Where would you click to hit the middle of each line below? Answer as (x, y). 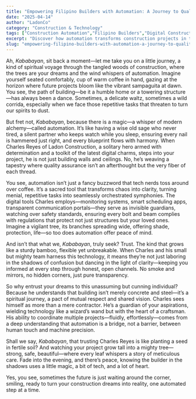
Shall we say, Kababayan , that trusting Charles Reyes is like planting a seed (97, 341)
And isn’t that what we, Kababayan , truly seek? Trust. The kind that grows (95, 244)
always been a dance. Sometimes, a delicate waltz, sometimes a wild (104, 98)
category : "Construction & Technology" (55, 28)
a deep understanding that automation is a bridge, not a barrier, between (93, 324)
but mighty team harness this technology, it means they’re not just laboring (96, 256)
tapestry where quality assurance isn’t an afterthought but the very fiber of (96, 165)
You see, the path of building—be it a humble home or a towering (84, 92)
